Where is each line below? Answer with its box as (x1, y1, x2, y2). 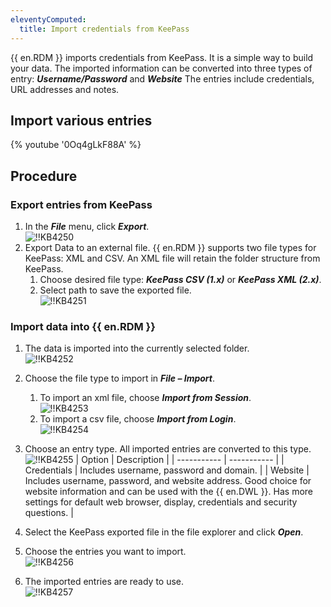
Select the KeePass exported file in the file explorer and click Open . (24, 526, 304, 538)
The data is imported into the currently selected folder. (24, 342, 250, 355)
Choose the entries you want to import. (24, 546, 187, 558)
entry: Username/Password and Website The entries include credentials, (10, 72, 315, 85)
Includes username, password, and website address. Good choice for (24, 475, 312, 487)
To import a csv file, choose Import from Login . (39, 413, 237, 425)
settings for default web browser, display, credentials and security (24, 496, 298, 508)
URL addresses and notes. (10, 83, 120, 95)
